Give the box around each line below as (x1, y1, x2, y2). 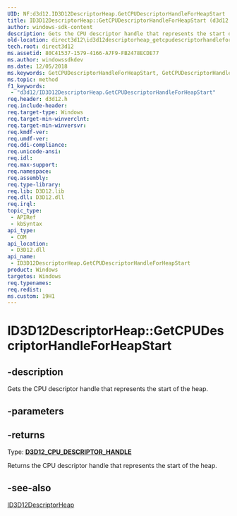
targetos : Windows (7, 272, 61, 280)
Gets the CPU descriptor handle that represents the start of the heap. (7, 385, 209, 393)
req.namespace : (7, 167, 52, 175)
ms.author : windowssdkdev (7, 56, 83, 64)
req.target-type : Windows (7, 109, 83, 116)
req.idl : (7, 155, 33, 162)
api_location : (7, 240, 49, 247)
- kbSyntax (10, 220, 42, 227)
